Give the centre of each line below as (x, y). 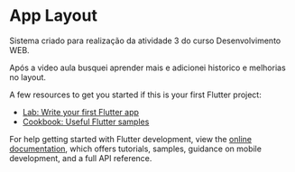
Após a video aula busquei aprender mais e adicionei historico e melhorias (147, 68)
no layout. (28, 77)
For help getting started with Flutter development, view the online (131, 139)
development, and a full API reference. (81, 158)
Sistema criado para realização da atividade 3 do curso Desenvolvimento (145, 41)
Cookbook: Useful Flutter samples (86, 122)
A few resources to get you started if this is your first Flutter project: (135, 95)
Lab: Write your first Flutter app (81, 112)
